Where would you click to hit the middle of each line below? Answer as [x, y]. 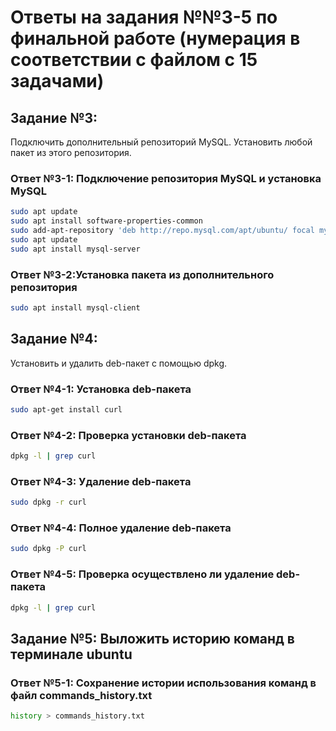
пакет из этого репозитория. [71, 152]
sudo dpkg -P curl [48, 549]
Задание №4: [54, 339]
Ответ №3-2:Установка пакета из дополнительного [142, 274]
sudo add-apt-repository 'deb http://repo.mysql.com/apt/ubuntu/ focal [162, 231]
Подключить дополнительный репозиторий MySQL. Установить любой [161, 142]
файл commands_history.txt [81, 695]
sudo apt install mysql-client [75, 307]
